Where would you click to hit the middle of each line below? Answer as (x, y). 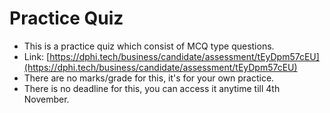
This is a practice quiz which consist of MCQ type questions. (149, 46)
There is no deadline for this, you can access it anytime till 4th (152, 88)
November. (46, 99)
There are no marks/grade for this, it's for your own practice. (149, 78)
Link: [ (37, 56)
